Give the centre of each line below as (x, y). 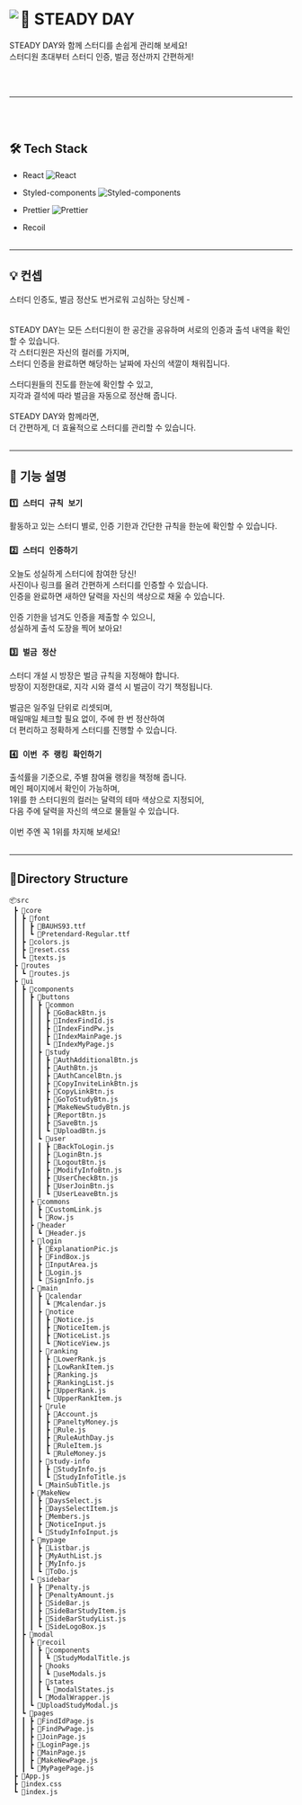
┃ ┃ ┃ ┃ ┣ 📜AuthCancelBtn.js (68, 1076)
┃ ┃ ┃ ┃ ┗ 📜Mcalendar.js (59, 1304)
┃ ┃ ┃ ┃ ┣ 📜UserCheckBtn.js (66, 1178)
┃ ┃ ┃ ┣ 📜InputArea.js (56, 1264)
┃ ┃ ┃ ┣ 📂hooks (41, 1666)
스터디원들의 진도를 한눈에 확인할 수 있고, (81, 384)
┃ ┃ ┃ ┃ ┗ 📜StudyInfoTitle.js (70, 1477)
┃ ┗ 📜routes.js (41, 973)
